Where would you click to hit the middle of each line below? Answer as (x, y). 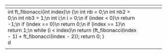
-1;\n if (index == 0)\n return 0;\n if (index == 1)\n (66, 24)
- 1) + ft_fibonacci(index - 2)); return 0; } (56, 36)
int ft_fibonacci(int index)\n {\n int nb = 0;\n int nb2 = (69, 12)
